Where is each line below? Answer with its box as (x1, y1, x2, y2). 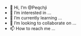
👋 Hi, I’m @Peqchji (9, 5, 48, 10)
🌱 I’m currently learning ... (9, 15, 62, 20)
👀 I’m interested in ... (9, 10, 52, 16)
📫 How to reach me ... (9, 26, 55, 31)
